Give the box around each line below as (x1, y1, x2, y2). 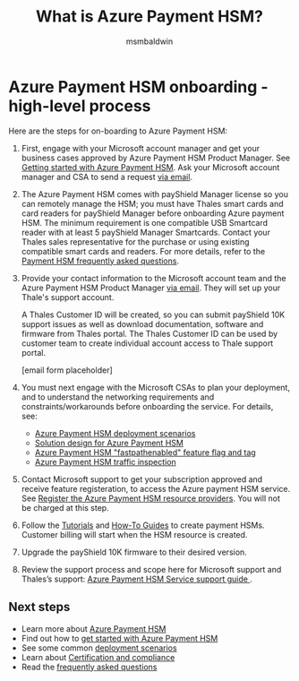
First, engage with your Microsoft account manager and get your (21, 142, 261, 153)
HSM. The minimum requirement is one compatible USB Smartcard (21, 217, 269, 228)
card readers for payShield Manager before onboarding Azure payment (21, 208, 285, 219)
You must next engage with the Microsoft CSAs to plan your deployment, (21, 382, 290, 392)
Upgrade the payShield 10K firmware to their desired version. (21, 547, 247, 557)
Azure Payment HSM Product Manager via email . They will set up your (21, 282, 281, 293)
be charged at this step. (21, 502, 109, 513)
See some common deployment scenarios (21, 642, 177, 653)
